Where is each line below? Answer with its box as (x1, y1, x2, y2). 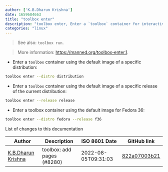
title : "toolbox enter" (5, 16, 55, 21)
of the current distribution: (12, 88, 67, 94)
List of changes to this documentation (5, 125, 83, 131)
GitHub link (127, 137, 155, 144)
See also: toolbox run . (17, 39, 64, 45)
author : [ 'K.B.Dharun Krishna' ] (5, 7, 72, 12)
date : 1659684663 (5, 12, 41, 17)
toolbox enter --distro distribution (5, 74, 84, 79)
